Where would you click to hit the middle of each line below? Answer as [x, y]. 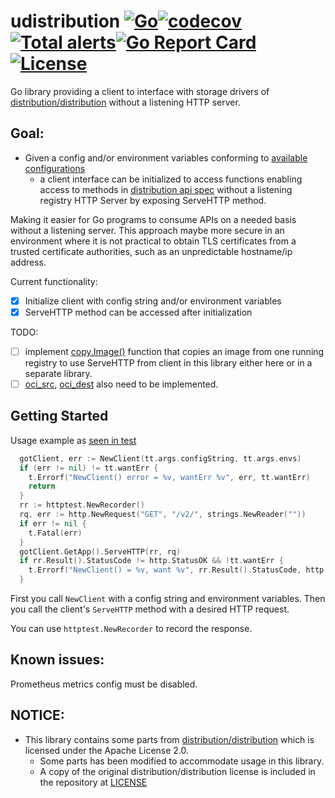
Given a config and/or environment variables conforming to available [166, 157]
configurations [55, 168]
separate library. [58, 373]
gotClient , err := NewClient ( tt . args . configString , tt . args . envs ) [160, 458]
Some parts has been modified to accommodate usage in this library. [182, 761]
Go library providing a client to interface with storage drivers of [140, 91]
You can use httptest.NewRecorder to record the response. [131, 629]
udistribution [65, 21]
